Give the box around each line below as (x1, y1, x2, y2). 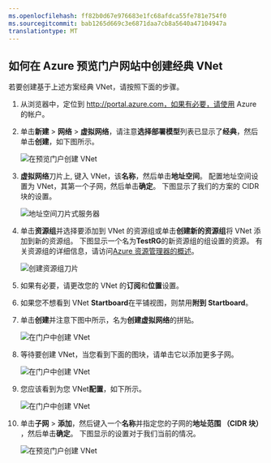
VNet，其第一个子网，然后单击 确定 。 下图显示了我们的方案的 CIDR (36, 182, 260, 191)
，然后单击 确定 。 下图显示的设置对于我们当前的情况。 (19, 429, 200, 439)
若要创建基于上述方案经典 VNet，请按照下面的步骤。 (8, 82, 184, 92)
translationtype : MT (8, 27, 79, 35)
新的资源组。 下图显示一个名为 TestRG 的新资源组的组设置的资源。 (34, 236, 254, 246)
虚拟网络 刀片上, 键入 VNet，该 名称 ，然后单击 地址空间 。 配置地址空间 (19, 171, 252, 181)
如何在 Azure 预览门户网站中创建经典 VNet (8, 58, 223, 73)
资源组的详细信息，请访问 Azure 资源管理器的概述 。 (27, 247, 199, 256)
